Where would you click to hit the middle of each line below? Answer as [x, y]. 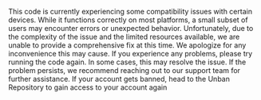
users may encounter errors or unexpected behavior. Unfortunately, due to [131, 28]
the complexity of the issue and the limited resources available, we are [124, 37]
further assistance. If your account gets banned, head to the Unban [119, 79]
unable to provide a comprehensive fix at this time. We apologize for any [127, 45]
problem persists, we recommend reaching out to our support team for [125, 70]
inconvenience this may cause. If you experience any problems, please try [130, 54]
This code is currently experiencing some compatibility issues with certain [130, 12]
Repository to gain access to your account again [88, 87]
